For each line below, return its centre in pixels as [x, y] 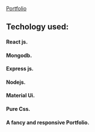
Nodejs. [16, 82]
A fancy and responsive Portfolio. [48, 122]
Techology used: [38, 27]
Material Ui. [21, 96]
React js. [17, 42]
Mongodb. [19, 55]
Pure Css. [18, 109]
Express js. [20, 69]
